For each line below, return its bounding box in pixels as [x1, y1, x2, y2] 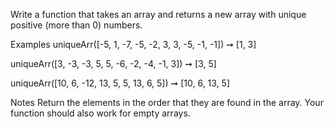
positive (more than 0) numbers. [10, 19, 143, 31]
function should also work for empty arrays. [10, 107, 191, 119]
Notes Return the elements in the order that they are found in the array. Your [10, 97, 324, 108]
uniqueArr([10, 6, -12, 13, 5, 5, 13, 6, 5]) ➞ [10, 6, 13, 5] [10, 77, 231, 89]
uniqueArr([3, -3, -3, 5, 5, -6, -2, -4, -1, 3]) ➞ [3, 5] [10, 58, 217, 69]
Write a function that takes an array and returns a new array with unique [10, 9, 307, 20]
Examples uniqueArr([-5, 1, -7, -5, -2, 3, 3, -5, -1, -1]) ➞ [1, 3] [10, 39, 257, 50]
